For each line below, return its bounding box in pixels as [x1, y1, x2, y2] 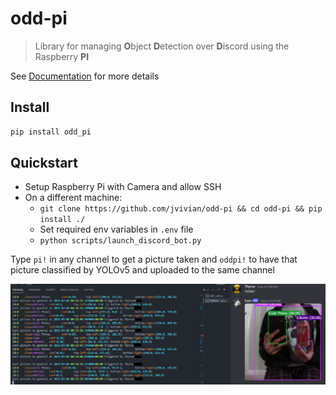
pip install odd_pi [10, 127, 92, 137]
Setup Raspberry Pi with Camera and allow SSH [24, 181, 222, 193]
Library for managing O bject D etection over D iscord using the [34, 40, 290, 52]
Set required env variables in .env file [39, 223, 194, 236]
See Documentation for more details [10, 70, 160, 82]
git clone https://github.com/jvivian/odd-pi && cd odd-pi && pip [39, 204, 323, 214]
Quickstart [10, 155, 79, 172]
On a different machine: [24, 192, 123, 204]
